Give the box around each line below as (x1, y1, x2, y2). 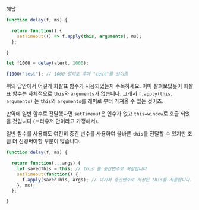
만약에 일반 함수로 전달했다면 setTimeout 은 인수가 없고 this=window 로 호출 (6, 110, 179, 117)
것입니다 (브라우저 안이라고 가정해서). (12, 118, 99, 125)
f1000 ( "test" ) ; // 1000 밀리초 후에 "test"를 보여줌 (6, 71, 128, 77)
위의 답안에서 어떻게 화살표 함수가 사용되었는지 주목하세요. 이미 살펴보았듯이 (6, 83, 182, 90)
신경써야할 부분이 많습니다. (18, 137, 81, 145)
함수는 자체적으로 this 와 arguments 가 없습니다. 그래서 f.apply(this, (12, 90, 173, 97)
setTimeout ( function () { (17, 171, 78, 177)
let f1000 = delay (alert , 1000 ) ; (6, 60, 89, 67)
